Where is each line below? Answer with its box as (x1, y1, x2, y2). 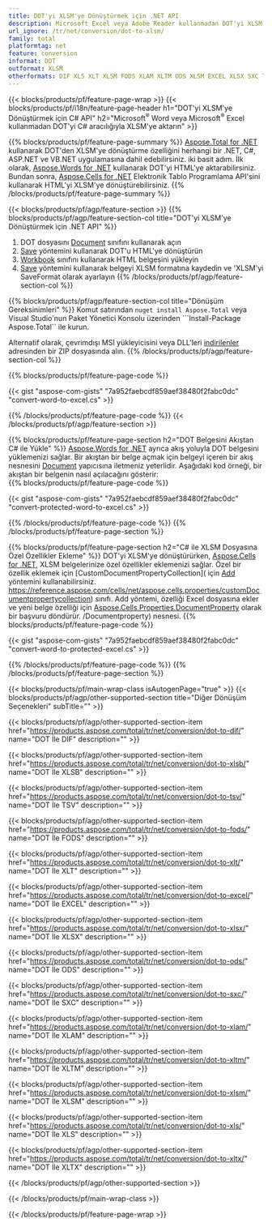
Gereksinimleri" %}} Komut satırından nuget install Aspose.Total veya (8, 305, 248, 314)
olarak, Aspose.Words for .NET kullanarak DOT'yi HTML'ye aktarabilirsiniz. (8, 163, 257, 173)
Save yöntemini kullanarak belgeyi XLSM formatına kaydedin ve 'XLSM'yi (19, 263, 264, 273)
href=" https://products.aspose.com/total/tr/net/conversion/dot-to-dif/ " (8, 726, 244, 736)
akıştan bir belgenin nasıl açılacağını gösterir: (8, 469, 159, 479)
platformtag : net (8, 42, 67, 50)
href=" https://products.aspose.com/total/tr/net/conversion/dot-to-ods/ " (8, 956, 249, 966)
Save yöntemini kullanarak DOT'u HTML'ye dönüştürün (19, 246, 203, 256)
